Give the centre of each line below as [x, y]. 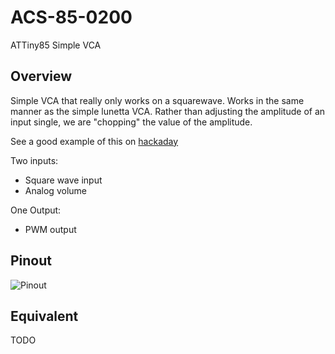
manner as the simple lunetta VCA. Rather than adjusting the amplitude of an [168, 111]
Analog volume [55, 190]
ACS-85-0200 [71, 17]
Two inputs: [34, 160]
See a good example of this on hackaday [94, 141]
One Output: [36, 210]
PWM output [50, 229]
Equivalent [44, 316]
